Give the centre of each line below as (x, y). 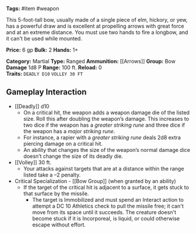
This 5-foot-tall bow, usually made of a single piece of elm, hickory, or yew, (97, 20)
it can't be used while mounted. (44, 38)
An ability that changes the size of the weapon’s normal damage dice (107, 150)
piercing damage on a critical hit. (63, 144)
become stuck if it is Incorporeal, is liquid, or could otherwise (106, 218)
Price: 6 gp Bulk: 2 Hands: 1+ (42, 50)
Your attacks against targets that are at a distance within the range (104, 168)
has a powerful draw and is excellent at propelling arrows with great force (95, 26)
